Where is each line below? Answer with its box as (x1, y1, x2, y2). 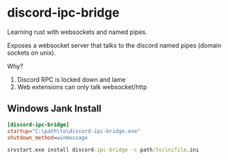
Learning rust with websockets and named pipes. (7, 28, 147, 36)
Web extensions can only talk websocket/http (17, 82, 147, 91)
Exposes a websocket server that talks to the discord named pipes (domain (7, 41, 222, 49)
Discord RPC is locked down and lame (17, 75, 126, 84)
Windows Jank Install (7, 103, 102, 115)
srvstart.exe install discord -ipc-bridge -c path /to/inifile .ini (7, 147, 199, 154)
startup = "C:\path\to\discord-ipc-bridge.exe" (7, 127, 140, 134)
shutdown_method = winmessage (7, 134, 88, 141)
